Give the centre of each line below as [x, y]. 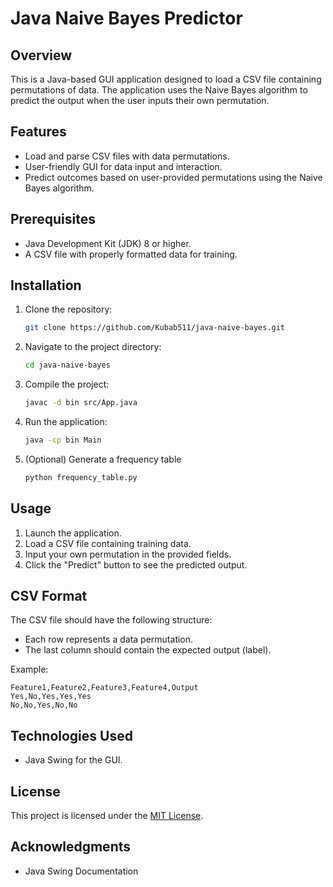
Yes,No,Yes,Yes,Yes [51, 697]
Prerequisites [53, 219]
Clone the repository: [68, 309]
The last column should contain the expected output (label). [148, 650]
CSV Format [49, 596]
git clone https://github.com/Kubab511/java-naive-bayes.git [155, 328]
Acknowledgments [71, 847]
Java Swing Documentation [81, 871]
